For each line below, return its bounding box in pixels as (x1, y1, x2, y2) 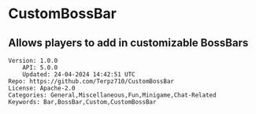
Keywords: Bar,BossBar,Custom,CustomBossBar (8, 98, 157, 106)
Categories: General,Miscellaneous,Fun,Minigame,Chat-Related (8, 91, 217, 99)
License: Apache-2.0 (8, 84, 76, 92)
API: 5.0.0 (22, 64, 58, 72)
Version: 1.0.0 (8, 57, 58, 64)
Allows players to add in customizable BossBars (8, 36, 249, 50)
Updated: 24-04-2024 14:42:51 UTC (22, 71, 135, 79)
